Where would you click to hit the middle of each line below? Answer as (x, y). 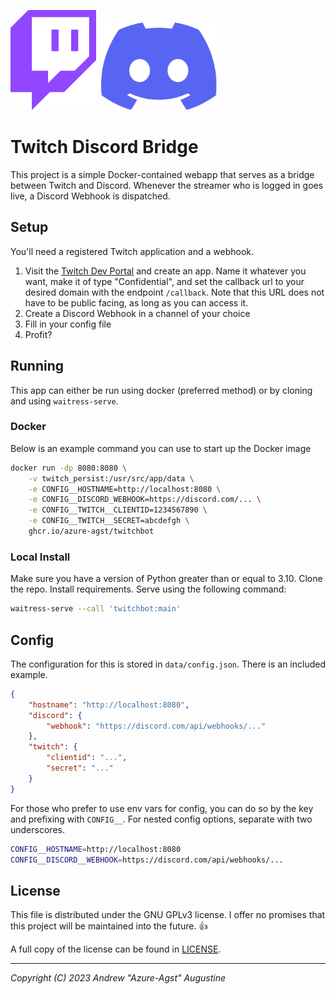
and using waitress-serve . (64, 401)
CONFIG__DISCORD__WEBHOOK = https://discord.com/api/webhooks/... (147, 860)
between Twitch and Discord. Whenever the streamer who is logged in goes (167, 185)
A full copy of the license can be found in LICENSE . (116, 949)
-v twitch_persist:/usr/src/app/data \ (111, 478)
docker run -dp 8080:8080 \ (69, 468)
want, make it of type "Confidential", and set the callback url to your (164, 281)
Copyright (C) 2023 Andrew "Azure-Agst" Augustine (118, 978)
